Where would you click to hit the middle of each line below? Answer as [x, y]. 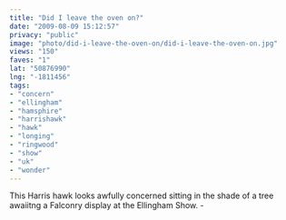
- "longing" [32, 136]
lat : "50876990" [40, 69]
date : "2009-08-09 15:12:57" [64, 26]
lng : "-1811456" [40, 77]
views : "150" [34, 52]
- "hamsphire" [36, 111]
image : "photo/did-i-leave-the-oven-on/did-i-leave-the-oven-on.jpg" [144, 43]
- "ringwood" [34, 145]
